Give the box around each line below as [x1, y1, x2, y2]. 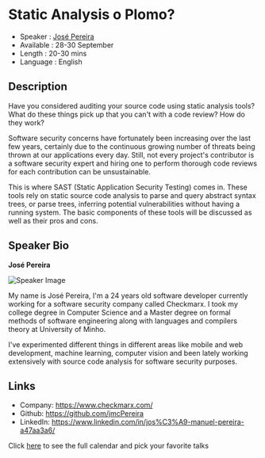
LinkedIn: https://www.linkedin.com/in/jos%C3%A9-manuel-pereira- [19, 418, 244, 427]
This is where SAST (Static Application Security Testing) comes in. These [8, 182, 248, 192]
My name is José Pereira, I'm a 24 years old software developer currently [8, 291, 248, 300]
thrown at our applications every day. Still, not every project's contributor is [8, 150, 255, 159]
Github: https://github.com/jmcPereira [19, 409, 144, 418]
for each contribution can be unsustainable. [8, 166, 151, 176]
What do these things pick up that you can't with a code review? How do [8, 109, 246, 119]
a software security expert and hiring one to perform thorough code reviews [8, 158, 258, 168]
